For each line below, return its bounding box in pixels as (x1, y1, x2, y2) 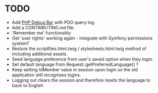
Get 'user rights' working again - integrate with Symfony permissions (11, 35, 153, 41)
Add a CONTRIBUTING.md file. (11, 24, 75, 30)
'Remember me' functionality (11, 30, 71, 36)
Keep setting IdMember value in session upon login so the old (11, 66, 138, 72)
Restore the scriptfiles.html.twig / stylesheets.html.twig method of (11, 46, 147, 51)
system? (11, 40, 29, 46)
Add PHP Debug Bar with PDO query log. (11, 19, 96, 25)
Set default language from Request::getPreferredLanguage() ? (11, 61, 139, 67)
